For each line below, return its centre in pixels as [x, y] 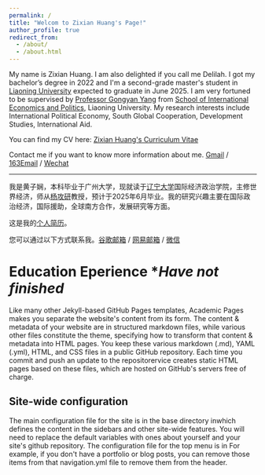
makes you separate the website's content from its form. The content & [124, 318]
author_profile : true [44, 30]
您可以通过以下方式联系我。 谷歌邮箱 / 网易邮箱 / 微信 [94, 239]
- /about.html [39, 52]
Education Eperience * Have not [114, 272]
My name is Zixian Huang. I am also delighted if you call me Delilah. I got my [132, 74]
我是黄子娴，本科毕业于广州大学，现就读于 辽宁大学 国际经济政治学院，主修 [129, 186]
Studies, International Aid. [51, 124]
